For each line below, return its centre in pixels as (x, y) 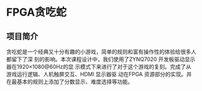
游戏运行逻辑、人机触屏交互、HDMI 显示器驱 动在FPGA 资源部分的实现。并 (99, 74)
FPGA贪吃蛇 (36, 12)
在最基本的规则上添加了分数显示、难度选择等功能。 (70, 82)
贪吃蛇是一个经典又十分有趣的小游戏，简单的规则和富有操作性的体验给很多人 (101, 52)
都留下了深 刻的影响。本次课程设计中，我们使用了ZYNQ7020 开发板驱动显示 (101, 59)
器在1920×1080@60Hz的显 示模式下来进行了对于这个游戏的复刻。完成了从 (99, 67)
